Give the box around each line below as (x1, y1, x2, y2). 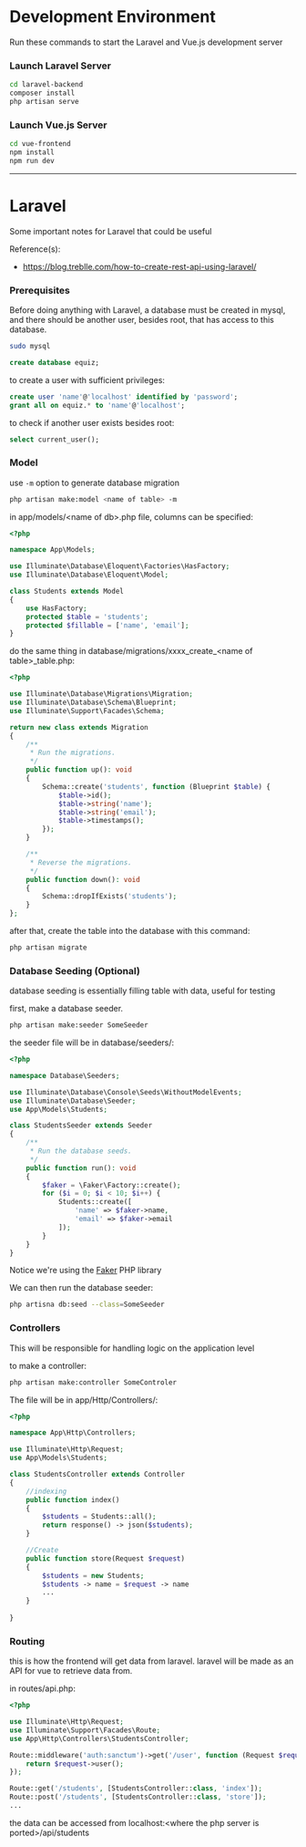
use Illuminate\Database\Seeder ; (9, 1096, 137, 1105)
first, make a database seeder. (9, 1003, 124, 1014)
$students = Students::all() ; (42, 1512, 157, 1521)
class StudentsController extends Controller (9, 1470, 185, 1479)
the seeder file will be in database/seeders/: (9, 1037, 175, 1048)
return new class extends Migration (9, 722, 148, 732)
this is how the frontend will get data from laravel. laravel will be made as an (9, 1655, 294, 1666)
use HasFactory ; (25, 604, 88, 613)
